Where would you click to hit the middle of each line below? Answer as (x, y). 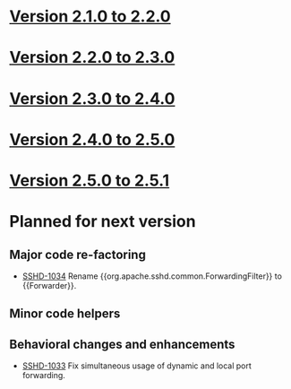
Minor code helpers (65, 314)
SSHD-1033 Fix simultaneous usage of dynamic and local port (137, 366)
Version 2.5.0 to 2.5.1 (90, 180)
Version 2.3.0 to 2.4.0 (92, 98)
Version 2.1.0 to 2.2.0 (90, 17)
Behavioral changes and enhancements (122, 344)
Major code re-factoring (77, 254)
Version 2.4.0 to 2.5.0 (92, 139)
